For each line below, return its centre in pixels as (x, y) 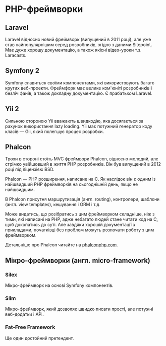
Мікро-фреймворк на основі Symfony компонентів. (59, 285)
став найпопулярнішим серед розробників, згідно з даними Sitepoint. (79, 45)
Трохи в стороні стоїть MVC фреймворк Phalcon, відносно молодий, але (82, 159)
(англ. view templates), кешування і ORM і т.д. (53, 205)
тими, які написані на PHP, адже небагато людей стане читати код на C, (82, 219)
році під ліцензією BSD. (30, 169)
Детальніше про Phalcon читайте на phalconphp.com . (61, 245)
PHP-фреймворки (44, 9)
